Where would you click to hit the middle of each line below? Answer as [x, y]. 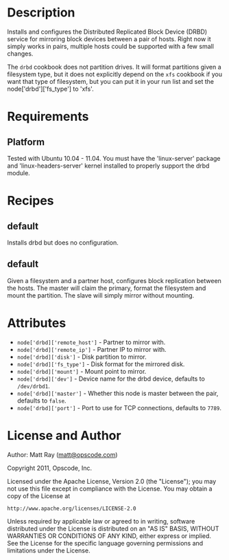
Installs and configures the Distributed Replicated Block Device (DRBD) [107, 32]
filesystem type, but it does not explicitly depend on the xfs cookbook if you [115, 74]
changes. [20, 54]
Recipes [31, 201]
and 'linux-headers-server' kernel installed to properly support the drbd [108, 166]
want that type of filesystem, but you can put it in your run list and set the [111, 81]
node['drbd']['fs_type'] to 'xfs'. [50, 89]
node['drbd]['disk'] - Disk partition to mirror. [82, 357]
